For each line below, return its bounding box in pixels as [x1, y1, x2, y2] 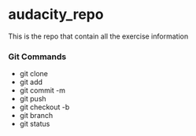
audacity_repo [8, 6, 104, 24]
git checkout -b [19, 102, 70, 112]
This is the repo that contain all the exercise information [8, 31, 189, 41]
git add [19, 77, 43, 87]
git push [19, 94, 46, 104]
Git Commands [8, 51, 67, 62]
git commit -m [19, 86, 65, 95]
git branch [19, 111, 54, 120]
